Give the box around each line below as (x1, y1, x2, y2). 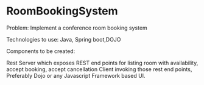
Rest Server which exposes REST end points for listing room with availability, (6, 59, 199, 66)
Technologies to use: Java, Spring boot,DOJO (6, 36, 121, 43)
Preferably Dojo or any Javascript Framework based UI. (6, 72, 146, 79)
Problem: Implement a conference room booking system (6, 24, 147, 31)
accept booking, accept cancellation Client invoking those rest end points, (6, 65, 192, 73)
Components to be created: (6, 47, 76, 55)
